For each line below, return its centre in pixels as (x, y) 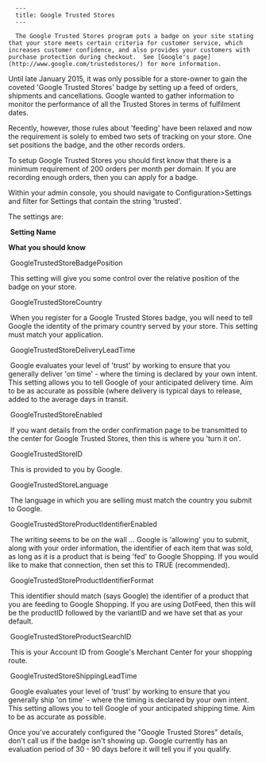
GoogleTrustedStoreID (46, 454)
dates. (19, 113)
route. (18, 660)
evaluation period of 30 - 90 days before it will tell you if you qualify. (120, 749)
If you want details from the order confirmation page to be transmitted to (129, 430)
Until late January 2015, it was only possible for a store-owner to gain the (128, 79)
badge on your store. (42, 287)
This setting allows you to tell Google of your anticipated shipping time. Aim (132, 708)
